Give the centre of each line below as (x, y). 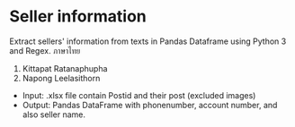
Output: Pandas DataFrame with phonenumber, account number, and (150, 105)
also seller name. (54, 114)
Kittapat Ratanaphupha (65, 68)
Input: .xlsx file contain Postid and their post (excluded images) (139, 95)
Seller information (78, 17)
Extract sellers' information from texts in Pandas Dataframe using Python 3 (148, 41)
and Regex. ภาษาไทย (45, 50)
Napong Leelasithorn (61, 78)
